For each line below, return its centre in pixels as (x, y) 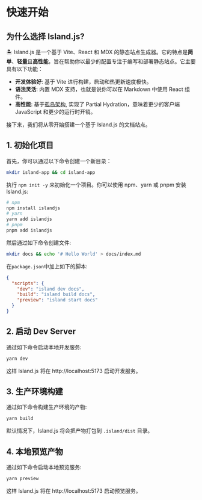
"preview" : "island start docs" (57, 300)
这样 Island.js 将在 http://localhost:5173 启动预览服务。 (74, 491)
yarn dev (17, 359)
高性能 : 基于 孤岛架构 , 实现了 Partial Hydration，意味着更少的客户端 (97, 104)
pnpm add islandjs (29, 230)
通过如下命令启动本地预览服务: (44, 468)
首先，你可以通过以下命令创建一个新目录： (59, 161)
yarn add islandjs (29, 219)
